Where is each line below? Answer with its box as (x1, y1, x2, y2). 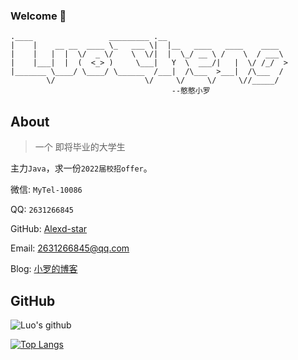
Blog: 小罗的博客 (10, 263, 78, 275)
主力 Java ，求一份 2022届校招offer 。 (10, 162, 153, 174)
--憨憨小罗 (171, 86, 211, 96)
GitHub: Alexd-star (10, 223, 88, 235)
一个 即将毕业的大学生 (34, 141, 126, 153)
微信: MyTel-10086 (10, 184, 83, 196)
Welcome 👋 (10, 9, 67, 23)
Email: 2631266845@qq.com (10, 242, 130, 254)
